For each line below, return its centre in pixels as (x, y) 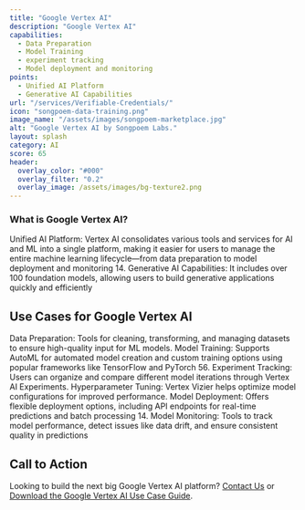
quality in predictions (49, 435)
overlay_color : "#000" (61, 171)
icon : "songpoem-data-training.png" (79, 111)
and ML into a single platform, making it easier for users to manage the (142, 249)
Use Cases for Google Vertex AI (101, 316)
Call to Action (49, 464)
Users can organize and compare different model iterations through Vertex (150, 377)
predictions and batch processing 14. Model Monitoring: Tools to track (141, 416)
